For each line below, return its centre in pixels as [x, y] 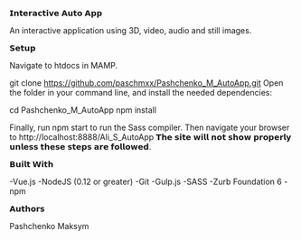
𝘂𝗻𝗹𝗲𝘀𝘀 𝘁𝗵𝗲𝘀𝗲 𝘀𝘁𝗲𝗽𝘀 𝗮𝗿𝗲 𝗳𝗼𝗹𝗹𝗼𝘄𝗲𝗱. [80, 147]
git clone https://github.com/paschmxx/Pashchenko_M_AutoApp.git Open [146, 83]
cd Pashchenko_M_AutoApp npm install [83, 110]
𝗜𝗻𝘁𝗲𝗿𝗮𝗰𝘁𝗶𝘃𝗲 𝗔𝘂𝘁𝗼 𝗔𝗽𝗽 [56, 13]
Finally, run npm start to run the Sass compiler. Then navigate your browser [150, 127]
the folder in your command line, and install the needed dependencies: [141, 92]
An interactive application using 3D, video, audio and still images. [131, 30]
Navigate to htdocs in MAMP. [64, 65]
